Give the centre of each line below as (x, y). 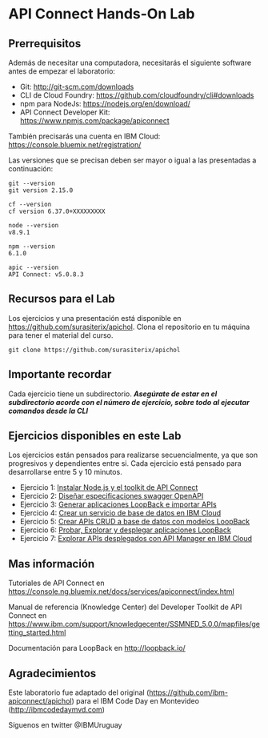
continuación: (31, 168)
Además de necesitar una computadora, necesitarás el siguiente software (130, 62)
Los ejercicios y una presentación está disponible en (95, 318)
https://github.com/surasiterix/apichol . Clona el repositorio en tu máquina (129, 327)
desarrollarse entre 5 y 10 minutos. (65, 472)
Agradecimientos (52, 673)
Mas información (52, 564)
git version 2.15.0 (41, 191)
